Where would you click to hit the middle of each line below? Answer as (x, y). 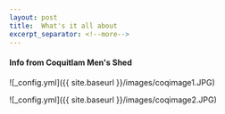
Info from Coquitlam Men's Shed (71, 62)
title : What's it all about (63, 26)
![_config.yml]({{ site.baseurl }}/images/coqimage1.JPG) (112, 82)
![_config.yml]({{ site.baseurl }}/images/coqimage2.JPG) (113, 100)
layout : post (33, 17)
